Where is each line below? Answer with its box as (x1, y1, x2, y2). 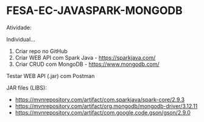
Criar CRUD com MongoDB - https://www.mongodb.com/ (15, 60, 160, 68)
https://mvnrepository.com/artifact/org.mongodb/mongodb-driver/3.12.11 (15, 102, 198, 110)
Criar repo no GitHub (15, 47, 68, 55)
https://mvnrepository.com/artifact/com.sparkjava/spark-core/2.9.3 (15, 96, 185, 103)
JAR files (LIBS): (6, 84, 47, 91)
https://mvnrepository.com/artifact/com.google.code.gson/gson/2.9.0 (15, 109, 191, 116)
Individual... (6, 35, 35, 43)
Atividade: (6, 24, 32, 31)
